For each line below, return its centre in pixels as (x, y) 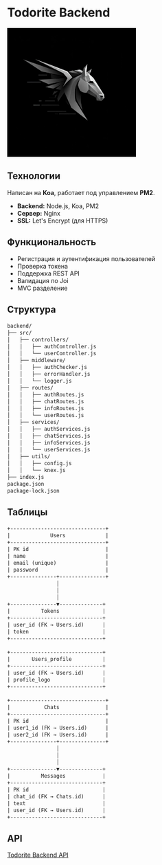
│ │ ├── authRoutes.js (46, 395)
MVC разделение (42, 288)
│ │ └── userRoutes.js (46, 416)
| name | (58, 557)
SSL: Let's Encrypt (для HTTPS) (62, 221)
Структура (32, 310)
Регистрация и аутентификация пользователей (86, 258)
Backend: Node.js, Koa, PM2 (58, 206)
